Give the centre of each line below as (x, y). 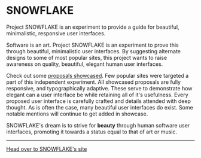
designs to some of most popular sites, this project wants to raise (87, 57)
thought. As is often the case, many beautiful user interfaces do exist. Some (100, 107)
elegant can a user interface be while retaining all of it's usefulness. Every (97, 95)
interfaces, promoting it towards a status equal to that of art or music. (92, 132)
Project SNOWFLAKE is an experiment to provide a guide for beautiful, (93, 27)
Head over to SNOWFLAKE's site (47, 149)
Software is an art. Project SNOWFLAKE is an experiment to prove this (92, 45)
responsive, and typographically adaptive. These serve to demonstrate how (99, 88)
